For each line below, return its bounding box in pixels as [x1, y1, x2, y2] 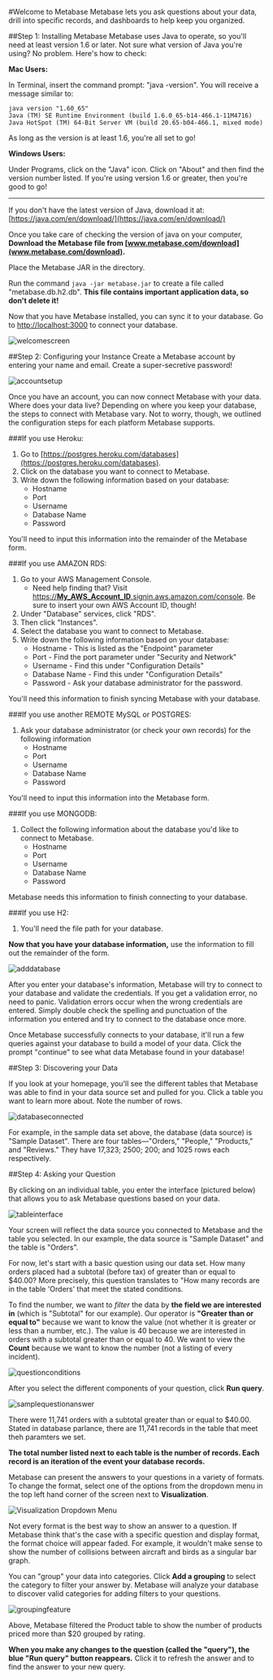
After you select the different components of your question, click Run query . [8, 1383, 265, 1393]
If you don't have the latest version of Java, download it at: [8, 205, 205, 215]
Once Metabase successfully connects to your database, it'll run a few [8, 1030, 245, 1040]
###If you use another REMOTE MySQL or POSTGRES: [8, 709, 192, 719]
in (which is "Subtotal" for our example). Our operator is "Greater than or [8, 1309, 254, 1318]
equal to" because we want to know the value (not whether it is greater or [8, 1317, 256, 1327]
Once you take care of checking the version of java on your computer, [8, 229, 243, 239]
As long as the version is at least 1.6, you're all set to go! [8, 133, 197, 142]
